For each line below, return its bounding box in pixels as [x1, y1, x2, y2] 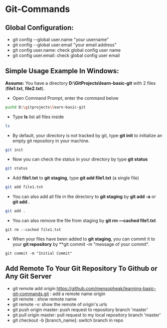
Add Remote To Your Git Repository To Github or [5, 264, 158, 273]
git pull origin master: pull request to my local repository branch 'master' [12, 312, 161, 318]
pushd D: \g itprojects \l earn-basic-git [5, 105, 86, 110]
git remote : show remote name [12, 296, 77, 302]
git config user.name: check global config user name [12, 47, 121, 53]
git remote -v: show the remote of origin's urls [12, 301, 107, 307]
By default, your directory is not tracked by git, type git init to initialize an [12, 132, 163, 138]
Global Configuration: [5, 23, 74, 32]
